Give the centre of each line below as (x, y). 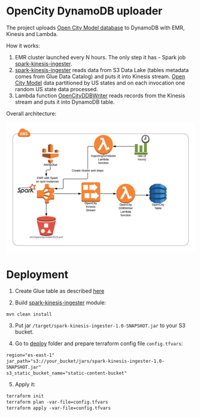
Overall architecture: (31, 113)
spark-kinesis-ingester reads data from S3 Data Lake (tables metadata (102, 70)
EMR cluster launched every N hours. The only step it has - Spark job (100, 57)
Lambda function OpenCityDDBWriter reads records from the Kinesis (100, 95)
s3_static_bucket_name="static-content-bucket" (67, 373)
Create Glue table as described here (60, 291)
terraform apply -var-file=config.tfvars (59, 408)
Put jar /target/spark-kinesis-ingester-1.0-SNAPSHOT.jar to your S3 (100, 326)
